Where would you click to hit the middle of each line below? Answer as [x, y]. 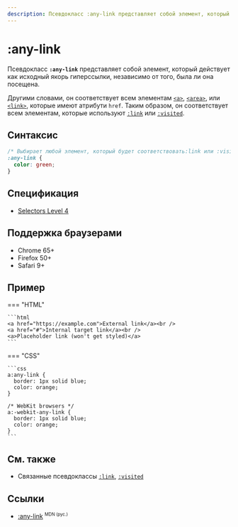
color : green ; [34, 165]
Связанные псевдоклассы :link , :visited [80, 477]
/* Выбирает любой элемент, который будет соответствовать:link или [110, 151]
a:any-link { [27, 375]
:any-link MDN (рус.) [43, 516]
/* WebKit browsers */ [41, 406]
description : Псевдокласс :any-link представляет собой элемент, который [119, 14]
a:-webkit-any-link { [39, 412]
